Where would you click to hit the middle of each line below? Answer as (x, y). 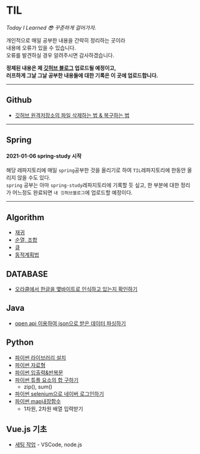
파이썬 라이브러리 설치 (40, 357)
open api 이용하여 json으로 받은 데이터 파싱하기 (70, 323)
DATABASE (27, 274)
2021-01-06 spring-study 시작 (44, 156)
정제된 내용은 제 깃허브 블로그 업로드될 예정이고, (61, 68)
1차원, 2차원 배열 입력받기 (53, 409)
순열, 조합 (26, 240)
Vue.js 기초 (27, 429)
